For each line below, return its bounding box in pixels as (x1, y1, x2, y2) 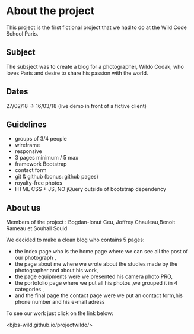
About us (6, 203, 41, 213)
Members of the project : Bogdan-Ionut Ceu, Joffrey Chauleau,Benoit (6, 218, 176, 226)
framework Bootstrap (14, 160, 67, 167)
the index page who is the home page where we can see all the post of (14, 248, 188, 255)
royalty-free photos (14, 179, 62, 186)
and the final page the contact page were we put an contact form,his (14, 292, 183, 299)
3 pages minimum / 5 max (14, 154, 79, 161)
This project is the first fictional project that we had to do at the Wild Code (6, 24, 187, 31)
